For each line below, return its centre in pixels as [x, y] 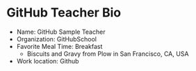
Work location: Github [48, 61]
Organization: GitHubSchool [56, 39]
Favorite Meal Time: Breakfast [59, 46]
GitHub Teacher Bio [64, 13]
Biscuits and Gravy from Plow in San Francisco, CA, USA [108, 54]
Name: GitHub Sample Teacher [61, 32]
